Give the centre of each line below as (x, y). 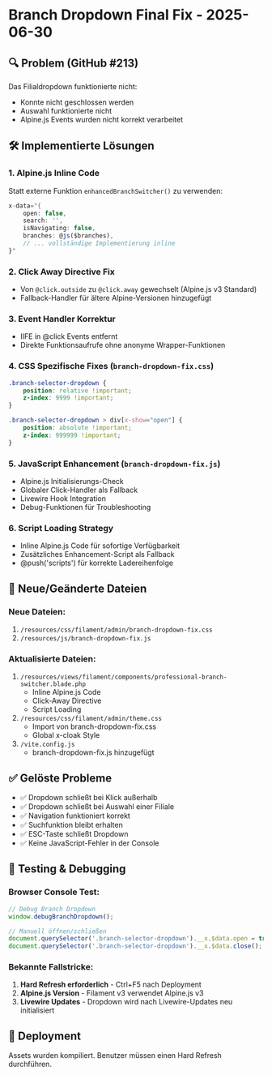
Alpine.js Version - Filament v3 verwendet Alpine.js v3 (112, 993)
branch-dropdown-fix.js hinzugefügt (93, 752)
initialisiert (37, 1010)
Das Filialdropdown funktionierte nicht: (73, 86)
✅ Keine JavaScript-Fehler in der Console (89, 843)
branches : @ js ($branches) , (68, 236)
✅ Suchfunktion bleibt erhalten (71, 825)
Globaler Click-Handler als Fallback (79, 490)
